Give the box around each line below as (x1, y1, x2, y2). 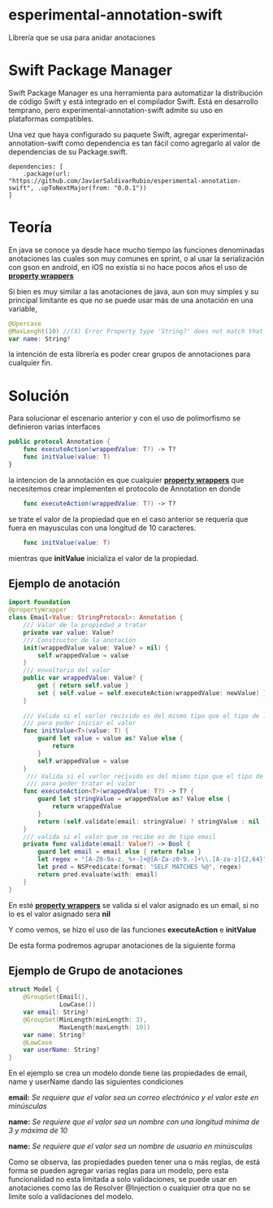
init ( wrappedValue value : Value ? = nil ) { (23, 644, 169, 652)
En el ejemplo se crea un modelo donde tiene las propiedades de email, (8, 1068, 248, 1078)
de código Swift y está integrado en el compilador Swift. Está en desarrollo (8, 96, 258, 106)
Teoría (8, 218, 53, 237)
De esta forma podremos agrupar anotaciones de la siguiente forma (8, 941, 236, 950)
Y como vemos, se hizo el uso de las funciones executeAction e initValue (8, 924, 257, 934)
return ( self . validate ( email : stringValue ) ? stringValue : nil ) (37, 817, 267, 826)
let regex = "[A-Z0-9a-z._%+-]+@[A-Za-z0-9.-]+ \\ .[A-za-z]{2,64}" (37, 855, 267, 863)
